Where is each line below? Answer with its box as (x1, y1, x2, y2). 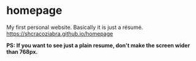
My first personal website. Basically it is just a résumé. (6, 24, 143, 31)
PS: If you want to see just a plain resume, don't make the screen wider (6, 42, 190, 49)
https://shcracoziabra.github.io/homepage (6, 30, 113, 37)
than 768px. (6, 48, 38, 55)
